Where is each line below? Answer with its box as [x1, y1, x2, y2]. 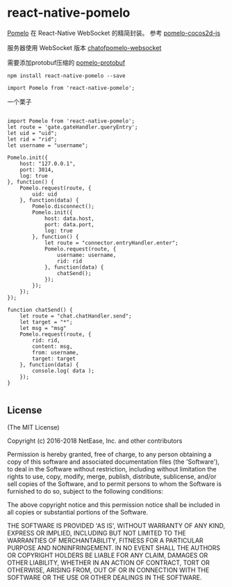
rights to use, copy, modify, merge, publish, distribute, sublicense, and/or [7, 472, 217, 480]
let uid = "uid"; [7, 130, 58, 136]
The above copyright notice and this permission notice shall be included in [7, 500, 220, 509]
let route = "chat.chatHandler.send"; [19, 312, 132, 320]
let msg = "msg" [19, 324, 67, 331]
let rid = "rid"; [7, 136, 58, 143]
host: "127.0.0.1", [19, 160, 76, 167]
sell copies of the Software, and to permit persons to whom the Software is [7, 479, 222, 488]
